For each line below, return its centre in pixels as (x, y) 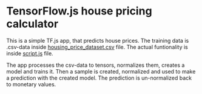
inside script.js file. (30, 53)
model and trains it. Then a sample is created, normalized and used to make (101, 71)
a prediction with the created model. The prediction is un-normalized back (99, 78)
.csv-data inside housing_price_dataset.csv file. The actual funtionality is (97, 47)
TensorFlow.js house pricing (79, 11)
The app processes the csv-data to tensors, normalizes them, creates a (96, 65)
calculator (32, 24)
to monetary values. (31, 84)
